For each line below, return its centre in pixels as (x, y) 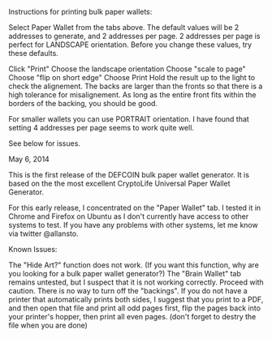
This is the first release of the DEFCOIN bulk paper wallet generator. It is (129, 175)
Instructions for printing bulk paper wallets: (80, 12)
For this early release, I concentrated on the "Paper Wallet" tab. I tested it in (135, 208)
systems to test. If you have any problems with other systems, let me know (133, 225)
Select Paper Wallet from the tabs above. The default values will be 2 (124, 27)
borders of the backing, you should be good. (83, 103)
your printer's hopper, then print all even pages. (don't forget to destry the (132, 317)
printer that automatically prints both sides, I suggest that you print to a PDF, (136, 299)
